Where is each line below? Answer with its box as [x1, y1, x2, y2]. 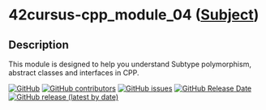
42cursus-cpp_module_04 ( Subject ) [8, 6, 260, 24]
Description [8, 38, 69, 52]
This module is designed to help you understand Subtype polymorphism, [8, 59, 251, 69]
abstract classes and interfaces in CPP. [8, 68, 139, 78]
